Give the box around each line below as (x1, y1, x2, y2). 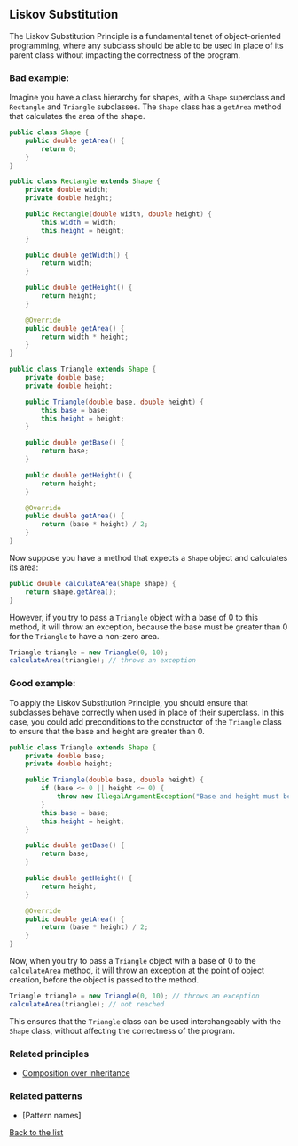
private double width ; (25, 186, 109, 195)
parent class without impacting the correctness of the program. (9, 49, 241, 60)
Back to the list (9, 1127, 64, 1138)
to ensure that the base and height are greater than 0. (9, 725, 206, 736)
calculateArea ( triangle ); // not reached (9, 999, 165, 1008)
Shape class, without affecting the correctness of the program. (9, 1025, 236, 1036)
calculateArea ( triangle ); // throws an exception (9, 656, 197, 665)
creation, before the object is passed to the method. (9, 974, 200, 985)
